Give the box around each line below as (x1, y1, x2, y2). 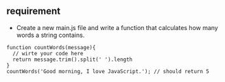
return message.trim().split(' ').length (12, 56, 133, 63)
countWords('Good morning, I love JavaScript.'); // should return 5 (6, 68, 210, 74)
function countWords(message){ (6, 44, 96, 51)
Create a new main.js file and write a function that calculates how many (16, 23, 219, 31)
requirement (6, 5, 61, 17)
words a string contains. (16, 31, 85, 39)
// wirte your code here (12, 50, 84, 57)
